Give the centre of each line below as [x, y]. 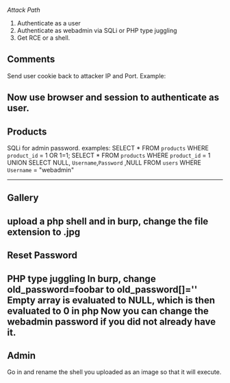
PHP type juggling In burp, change [81, 278]
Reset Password [42, 256]
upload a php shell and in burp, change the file [108, 221]
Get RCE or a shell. [43, 38]
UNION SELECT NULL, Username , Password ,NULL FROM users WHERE [104, 163]
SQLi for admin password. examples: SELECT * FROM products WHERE [108, 148]
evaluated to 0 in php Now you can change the [108, 311]
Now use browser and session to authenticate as [113, 98]
